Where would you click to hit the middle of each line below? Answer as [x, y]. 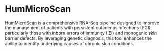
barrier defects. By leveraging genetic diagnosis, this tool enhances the [79, 38]
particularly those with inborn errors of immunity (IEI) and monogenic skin [81, 33]
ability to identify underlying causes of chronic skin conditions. [70, 43]
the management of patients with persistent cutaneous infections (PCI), [79, 27]
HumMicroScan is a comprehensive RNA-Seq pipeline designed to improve [82, 23]
